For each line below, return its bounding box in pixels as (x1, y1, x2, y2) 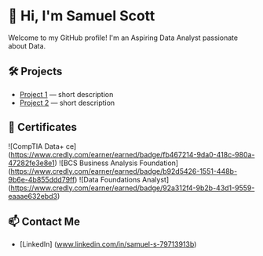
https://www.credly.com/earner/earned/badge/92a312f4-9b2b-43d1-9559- (10, 183, 255, 193)
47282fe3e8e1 (8, 158, 55, 168)
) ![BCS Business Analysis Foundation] (54, 158, 179, 168)
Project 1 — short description (19, 89, 114, 99)
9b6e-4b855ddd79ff (8, 175, 75, 184)
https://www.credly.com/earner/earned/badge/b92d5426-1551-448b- (10, 166, 238, 175)
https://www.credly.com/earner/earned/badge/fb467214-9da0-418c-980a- (10, 150, 255, 159)
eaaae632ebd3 (8, 191, 57, 200)
